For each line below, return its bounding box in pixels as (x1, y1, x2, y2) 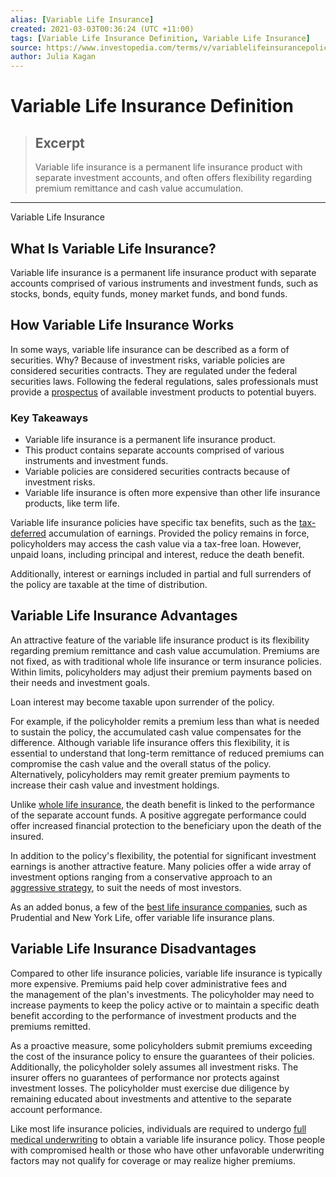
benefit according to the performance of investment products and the (10, 1009, 297, 1021)
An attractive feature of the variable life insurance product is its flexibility (10, 634, 310, 646)
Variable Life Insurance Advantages (10, 607, 238, 625)
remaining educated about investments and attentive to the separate (10, 1092, 292, 1105)
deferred (10, 527, 47, 540)
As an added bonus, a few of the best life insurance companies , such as (10, 901, 308, 913)
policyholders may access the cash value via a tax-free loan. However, (10, 538, 302, 550)
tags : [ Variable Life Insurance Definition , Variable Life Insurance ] (10, 33, 311, 43)
